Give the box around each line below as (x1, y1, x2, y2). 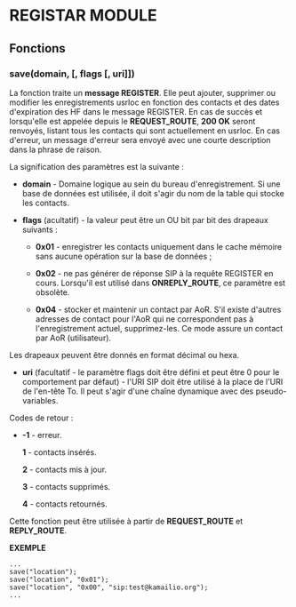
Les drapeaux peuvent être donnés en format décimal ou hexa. (9, 349, 240, 360)
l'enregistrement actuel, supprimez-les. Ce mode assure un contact (35, 323, 284, 333)
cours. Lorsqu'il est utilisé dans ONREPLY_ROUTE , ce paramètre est (35, 277, 286, 288)
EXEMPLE (9, 542, 46, 553)
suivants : (21, 224, 58, 235)
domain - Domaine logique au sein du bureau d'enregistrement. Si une (21, 179, 281, 189)
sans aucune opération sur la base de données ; (35, 251, 212, 261)
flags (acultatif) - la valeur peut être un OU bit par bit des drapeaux (21, 214, 268, 225)
